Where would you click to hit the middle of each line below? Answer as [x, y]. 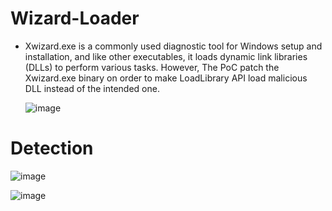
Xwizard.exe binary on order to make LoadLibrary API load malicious [166, 78]
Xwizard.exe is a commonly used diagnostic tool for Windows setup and [173, 46]
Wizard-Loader [75, 18]
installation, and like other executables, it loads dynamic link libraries [166, 56]
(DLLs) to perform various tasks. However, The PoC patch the [152, 67]
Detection [52, 148]
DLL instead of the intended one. [92, 88]
